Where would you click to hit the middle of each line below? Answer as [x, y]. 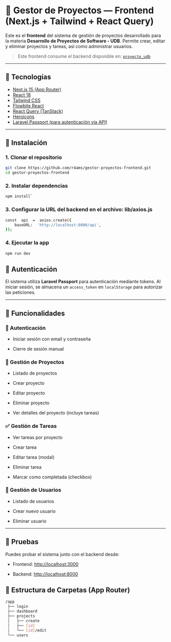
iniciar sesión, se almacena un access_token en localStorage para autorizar [84, 287]
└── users [18, 635]
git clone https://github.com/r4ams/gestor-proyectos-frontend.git [78, 168]
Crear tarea [25, 447]
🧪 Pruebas [22, 542]
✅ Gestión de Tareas [31, 426]
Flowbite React [28, 106]
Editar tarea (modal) [34, 457]
